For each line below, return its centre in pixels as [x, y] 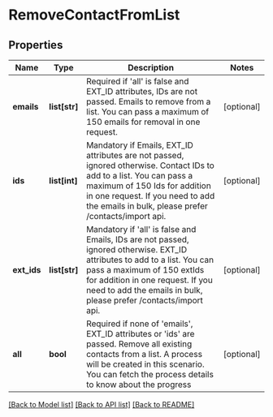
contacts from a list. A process [145, 354]
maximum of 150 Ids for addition [149, 186]
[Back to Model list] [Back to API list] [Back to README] [102, 404]
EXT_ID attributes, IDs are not [142, 91]
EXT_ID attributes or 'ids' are [141, 334]
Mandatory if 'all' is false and [141, 229]
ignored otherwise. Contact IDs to [151, 166]
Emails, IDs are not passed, [138, 239]
